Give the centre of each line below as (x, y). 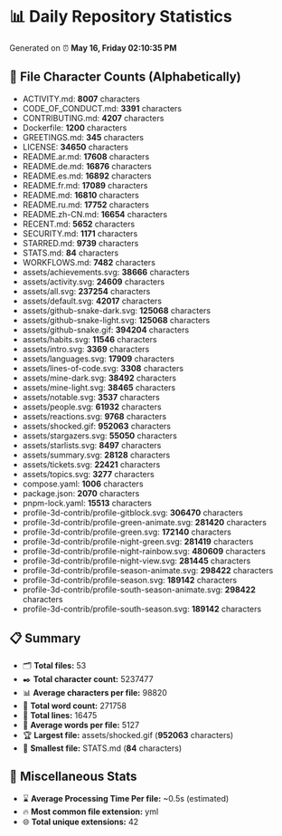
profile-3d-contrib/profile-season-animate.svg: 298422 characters (148, 570)
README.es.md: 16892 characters (87, 176)
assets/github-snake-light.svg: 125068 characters (116, 320)
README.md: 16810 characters (81, 195)
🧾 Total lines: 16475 (60, 715)
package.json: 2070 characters (81, 493)
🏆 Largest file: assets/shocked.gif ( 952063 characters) (128, 735)
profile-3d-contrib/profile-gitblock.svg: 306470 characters (133, 513)
